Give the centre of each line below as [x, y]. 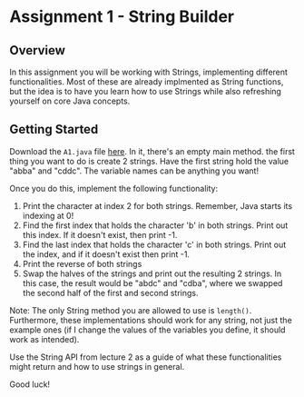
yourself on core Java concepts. [70, 101]
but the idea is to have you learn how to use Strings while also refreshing [145, 91]
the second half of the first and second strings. [110, 293]
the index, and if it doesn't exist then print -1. [106, 254]
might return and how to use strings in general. [97, 366]
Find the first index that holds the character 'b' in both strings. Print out [155, 225]
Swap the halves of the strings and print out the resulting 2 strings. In [152, 273]
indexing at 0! [48, 215]
